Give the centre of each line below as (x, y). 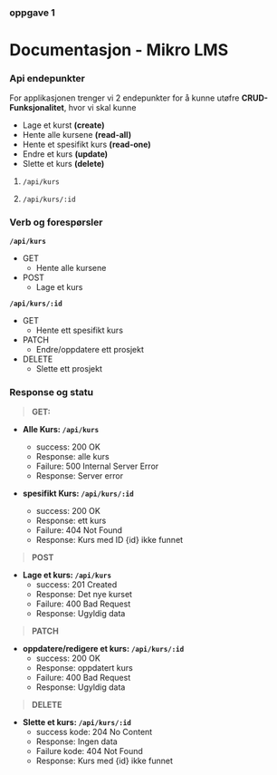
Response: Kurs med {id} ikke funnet (105, 760)
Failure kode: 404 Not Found (89, 751)
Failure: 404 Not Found (79, 530)
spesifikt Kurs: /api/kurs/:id (78, 493)
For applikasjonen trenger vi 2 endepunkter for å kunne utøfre (124, 98)
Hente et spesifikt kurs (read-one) (86, 145)
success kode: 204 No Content (94, 732)
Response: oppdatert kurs (84, 668)
